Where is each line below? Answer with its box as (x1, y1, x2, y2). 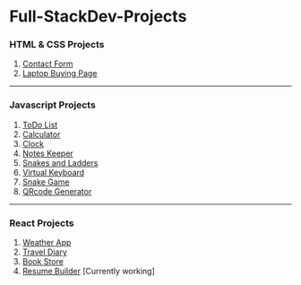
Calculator (21, 128, 61, 140)
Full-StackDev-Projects (9, 6, 187, 27)
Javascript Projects (9, 99, 96, 111)
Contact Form (21, 58, 73, 69)
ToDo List (21, 119, 58, 130)
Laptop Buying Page (21, 68, 98, 79)
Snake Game (21, 177, 70, 187)
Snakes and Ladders (21, 157, 99, 168)
